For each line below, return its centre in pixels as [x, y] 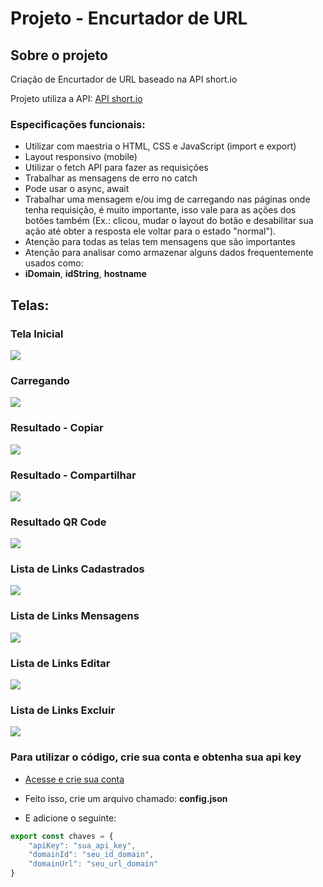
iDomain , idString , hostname [85, 274]
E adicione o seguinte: [70, 818]
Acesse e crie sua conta [74, 779]
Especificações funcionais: [78, 124]
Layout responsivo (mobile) [81, 157]
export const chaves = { [62, 836]
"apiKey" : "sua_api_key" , [82, 845]
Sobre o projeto [59, 55]
